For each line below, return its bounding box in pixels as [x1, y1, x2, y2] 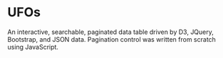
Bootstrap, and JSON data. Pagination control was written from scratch [7, 35, 216, 43]
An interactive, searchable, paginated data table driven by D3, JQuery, [7, 28, 214, 36]
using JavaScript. [7, 42, 59, 51]
